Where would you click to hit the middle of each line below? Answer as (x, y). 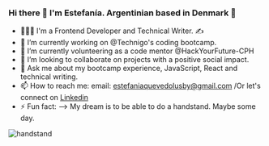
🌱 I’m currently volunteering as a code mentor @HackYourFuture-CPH (137, 51)
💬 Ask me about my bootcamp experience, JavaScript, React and (128, 69)
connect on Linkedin (54, 98)
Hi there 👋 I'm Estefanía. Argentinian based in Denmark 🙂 (122, 13)
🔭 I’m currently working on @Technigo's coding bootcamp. (118, 43)
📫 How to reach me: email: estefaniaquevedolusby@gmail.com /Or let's (140, 86)
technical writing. (49, 77)
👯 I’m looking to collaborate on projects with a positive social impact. (134, 60)
